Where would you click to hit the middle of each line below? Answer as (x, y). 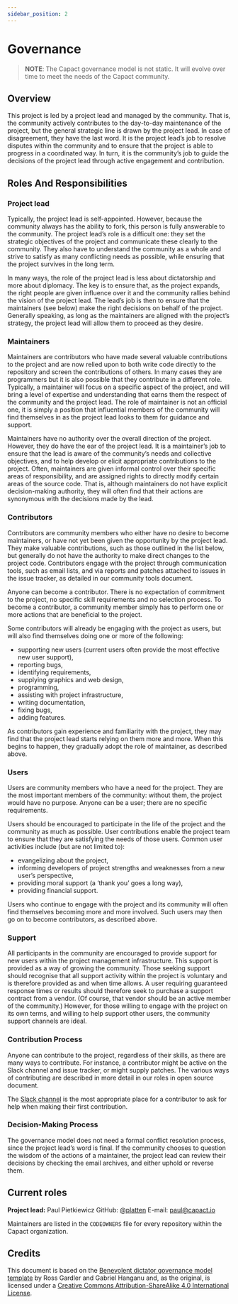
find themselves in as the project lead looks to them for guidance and (108, 417)
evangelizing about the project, (63, 860)
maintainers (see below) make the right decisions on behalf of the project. (115, 308)
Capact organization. (38, 1231)
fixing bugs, (35, 710)
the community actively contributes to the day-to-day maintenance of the (114, 123)
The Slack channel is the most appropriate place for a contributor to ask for (117, 1099)
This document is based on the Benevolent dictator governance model (110, 1271)
